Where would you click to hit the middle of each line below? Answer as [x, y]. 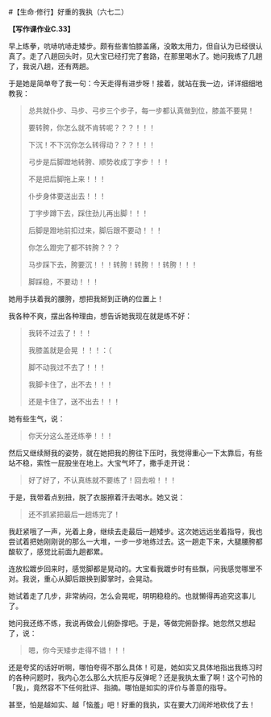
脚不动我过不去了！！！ [67, 367]
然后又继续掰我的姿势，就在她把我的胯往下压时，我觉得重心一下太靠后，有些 [135, 453]
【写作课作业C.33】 [42, 29]
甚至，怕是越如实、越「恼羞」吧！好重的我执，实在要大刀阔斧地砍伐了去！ [132, 705]
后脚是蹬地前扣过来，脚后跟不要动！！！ [95, 230]
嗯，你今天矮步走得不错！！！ [77, 650]
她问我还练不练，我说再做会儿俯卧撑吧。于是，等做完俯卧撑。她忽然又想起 [132, 623]
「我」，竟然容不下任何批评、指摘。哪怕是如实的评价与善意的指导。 [120, 688]
